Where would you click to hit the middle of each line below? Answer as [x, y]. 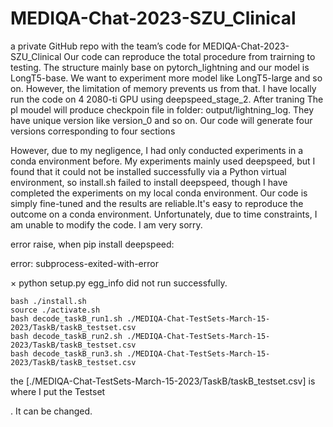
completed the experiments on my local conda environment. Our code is [159, 193]
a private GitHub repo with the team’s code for [105, 46]
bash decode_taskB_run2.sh [66, 336]
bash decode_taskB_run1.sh [66, 318]
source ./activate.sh [55, 310]
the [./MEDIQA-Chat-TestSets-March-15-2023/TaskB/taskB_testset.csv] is [163, 381]
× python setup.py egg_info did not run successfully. [119, 283]
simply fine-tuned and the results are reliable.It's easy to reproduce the [157, 203]
